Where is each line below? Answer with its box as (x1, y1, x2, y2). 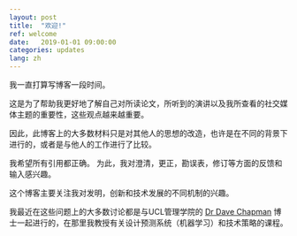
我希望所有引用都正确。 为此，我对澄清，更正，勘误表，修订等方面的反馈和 (9, 158, 283, 168)
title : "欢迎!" (9, 21, 66, 30)
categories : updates (9, 46, 86, 55)
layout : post (9, 12, 57, 22)
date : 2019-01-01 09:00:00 (9, 37, 117, 47)
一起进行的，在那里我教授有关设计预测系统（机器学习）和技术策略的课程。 (16, 217, 288, 228)
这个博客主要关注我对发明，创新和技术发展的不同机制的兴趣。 (9, 187, 234, 198)
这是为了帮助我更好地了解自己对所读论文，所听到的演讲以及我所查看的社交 (9, 98, 280, 109)
